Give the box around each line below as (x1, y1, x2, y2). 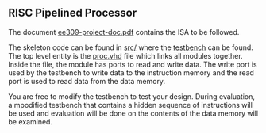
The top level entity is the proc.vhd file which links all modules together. (8, 51, 244, 60)
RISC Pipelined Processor (8, 6, 137, 20)
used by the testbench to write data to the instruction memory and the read (8, 67, 254, 78)
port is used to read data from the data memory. (8, 76, 165, 85)
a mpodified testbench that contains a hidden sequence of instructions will (8, 100, 253, 109)
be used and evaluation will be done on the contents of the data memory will (8, 108, 259, 118)
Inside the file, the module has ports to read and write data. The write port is (8, 59, 257, 69)
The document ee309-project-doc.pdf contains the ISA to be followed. (8, 27, 240, 36)
